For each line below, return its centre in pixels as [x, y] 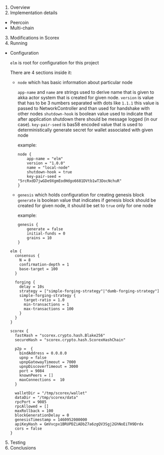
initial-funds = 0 [46, 234]
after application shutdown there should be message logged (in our [88, 119]
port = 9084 [32, 371]
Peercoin [19, 23]
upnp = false [33, 358]
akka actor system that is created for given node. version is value [86, 98]
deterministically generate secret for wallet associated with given [85, 130]
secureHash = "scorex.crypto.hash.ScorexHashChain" [70, 340]
